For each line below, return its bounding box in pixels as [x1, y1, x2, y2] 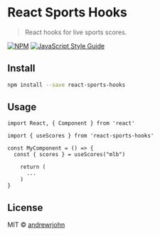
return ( [20, 163, 46, 171]
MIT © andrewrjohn [7, 220, 65, 229]
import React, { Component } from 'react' [7, 120, 135, 127]
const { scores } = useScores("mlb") [14, 151, 126, 158]
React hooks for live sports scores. [24, 28, 127, 36]
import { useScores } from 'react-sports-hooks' [7, 133, 154, 140]
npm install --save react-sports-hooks [7, 81, 126, 88]
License [7, 201, 43, 214]
